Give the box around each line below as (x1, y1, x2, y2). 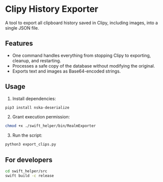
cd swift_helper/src (5, 169, 48, 174)
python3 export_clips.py (5, 142, 56, 147)
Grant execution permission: (12, 114, 70, 120)
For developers (5, 155, 53, 164)
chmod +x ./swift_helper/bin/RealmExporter (5, 123, 96, 129)
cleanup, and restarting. (12, 58, 61, 64)
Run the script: (12, 132, 42, 139)
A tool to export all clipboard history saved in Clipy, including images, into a (5, 20, 158, 26)
